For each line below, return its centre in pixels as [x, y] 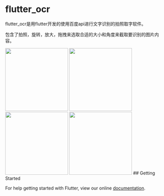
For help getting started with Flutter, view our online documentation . [75, 188]
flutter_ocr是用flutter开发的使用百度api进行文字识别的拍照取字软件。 [76, 24]
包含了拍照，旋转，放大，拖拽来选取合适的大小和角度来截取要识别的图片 [80, 34]
